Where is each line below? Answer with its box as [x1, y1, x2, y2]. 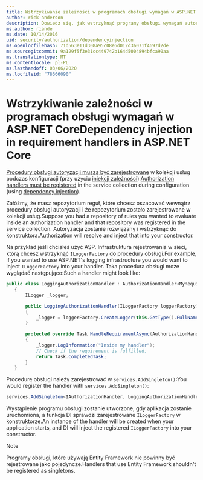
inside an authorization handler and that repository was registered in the [6, 219, 186, 226]
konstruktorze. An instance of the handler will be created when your [6, 418, 174, 425]
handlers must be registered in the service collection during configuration [6, 181, 190, 188]
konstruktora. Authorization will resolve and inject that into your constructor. [6, 232, 195, 239]
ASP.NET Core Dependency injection [6, 122, 193, 136]
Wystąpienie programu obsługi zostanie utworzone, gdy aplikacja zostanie [6, 405, 192, 412]
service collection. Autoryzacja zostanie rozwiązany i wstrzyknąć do [6, 225, 177, 233]
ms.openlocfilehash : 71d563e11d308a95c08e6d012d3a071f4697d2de [6, 43, 169, 49]
